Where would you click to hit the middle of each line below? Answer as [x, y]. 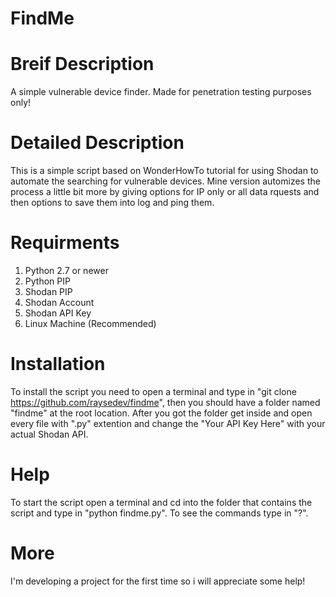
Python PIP [47, 281]
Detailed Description [97, 143]
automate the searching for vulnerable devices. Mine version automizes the [165, 181]
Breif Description [82, 64]
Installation [58, 364]
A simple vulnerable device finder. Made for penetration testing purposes [161, 92]
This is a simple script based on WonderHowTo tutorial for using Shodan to [164, 171]
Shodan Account [59, 302]
